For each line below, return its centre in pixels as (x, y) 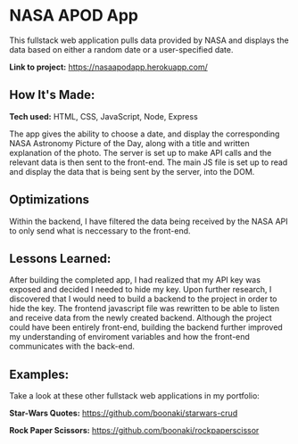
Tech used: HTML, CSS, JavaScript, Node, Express (103, 116)
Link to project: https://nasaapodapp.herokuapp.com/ (108, 67)
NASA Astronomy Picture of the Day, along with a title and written (129, 143)
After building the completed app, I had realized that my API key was (135, 280)
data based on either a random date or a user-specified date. (121, 49)
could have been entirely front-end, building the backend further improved (146, 327)
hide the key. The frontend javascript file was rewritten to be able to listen (144, 308)
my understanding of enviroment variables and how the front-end (129, 337)
